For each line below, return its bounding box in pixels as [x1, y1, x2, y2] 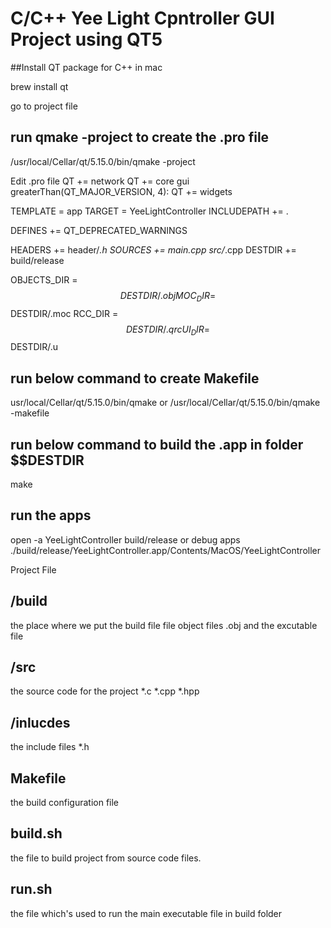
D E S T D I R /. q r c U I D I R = [125, 323, 211, 337]
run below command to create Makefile [10, 370, 260, 387]
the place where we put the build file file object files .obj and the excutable [10, 619, 318, 631]
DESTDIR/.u [10, 341, 59, 353]
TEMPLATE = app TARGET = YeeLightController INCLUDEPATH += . [10, 205, 289, 217]
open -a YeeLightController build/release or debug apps [10, 533, 241, 546]
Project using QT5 [10, 28, 163, 51]
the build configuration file [10, 797, 120, 809]
